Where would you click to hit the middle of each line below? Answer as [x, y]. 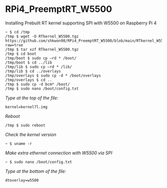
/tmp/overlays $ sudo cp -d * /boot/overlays [53, 76]
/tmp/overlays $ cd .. [29, 80]
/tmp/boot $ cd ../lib [29, 62]
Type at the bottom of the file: [36, 171]
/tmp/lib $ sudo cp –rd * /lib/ [39, 67]
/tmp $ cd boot [21, 54]
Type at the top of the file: [32, 97]
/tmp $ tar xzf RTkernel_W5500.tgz [42, 49]
